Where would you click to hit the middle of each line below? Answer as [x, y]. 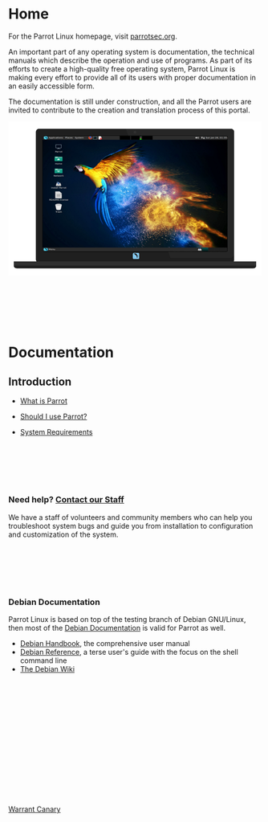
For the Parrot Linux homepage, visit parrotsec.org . [93, 36]
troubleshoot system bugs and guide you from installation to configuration [131, 526]
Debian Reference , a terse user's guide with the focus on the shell [129, 652]
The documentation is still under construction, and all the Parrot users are [130, 101]
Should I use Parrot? [53, 417]
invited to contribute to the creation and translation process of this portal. [129, 110]
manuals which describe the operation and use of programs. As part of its [130, 60]
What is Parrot [44, 401]
